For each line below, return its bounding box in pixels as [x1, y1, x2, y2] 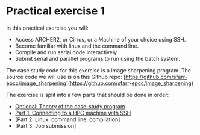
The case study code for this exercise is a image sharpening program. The [6, 66, 192, 74]
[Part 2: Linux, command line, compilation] [14, 116, 120, 123]
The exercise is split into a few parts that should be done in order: [6, 91, 169, 98]
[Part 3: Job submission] [14, 122, 77, 129]
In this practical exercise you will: [6, 24, 89, 31]
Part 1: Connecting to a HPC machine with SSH [14, 109, 131, 116]
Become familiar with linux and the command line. [14, 42, 139, 49]
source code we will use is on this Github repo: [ [6, 73, 126, 80]
